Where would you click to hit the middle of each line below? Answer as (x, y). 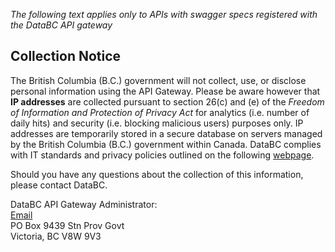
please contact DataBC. (59, 185)
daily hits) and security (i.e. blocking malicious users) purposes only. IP (157, 123)
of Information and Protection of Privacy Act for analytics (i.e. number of (160, 112)
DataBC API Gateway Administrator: (84, 204)
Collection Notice (66, 56)
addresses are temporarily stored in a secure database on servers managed (166, 133)
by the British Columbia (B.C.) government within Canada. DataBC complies (166, 144)
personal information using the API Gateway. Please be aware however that (165, 91)
